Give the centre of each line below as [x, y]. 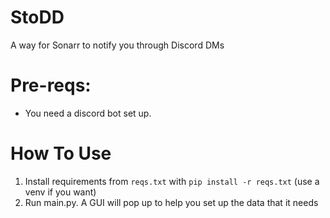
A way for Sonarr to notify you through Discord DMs [117, 45]
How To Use [61, 153]
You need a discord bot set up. [88, 113]
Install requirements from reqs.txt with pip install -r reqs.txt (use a [172, 181]
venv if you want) [60, 192]
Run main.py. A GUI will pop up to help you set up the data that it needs [171, 202]
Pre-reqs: [51, 85]
